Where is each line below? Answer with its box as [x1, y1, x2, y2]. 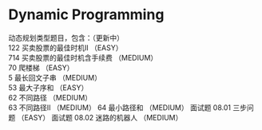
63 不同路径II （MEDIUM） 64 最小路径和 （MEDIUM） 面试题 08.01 [8, 102, 232, 112]
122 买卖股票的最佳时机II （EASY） [8, 42, 123, 53]
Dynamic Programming [8, 6, 165, 24]
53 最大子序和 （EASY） [8, 82, 89, 93]
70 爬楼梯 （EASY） [8, 62, 74, 73]
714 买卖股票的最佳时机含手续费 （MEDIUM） [8, 53, 158, 62]
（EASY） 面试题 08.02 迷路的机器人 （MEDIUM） [17, 112, 183, 122]
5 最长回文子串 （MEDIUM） [8, 73, 102, 82]
